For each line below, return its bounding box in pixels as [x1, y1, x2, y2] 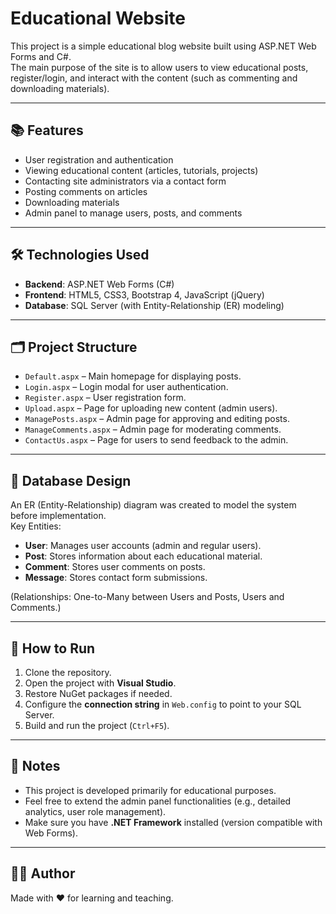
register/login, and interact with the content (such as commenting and [10, 72, 298, 84]
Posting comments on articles [24, 185, 148, 197]
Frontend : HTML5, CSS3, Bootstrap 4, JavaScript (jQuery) [24, 288, 265, 301]
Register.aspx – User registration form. [24, 392, 187, 404]
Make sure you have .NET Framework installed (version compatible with [24, 816, 323, 828]
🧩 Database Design [10, 472, 132, 489]
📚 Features [10, 122, 84, 139]
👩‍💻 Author [10, 865, 76, 882]
